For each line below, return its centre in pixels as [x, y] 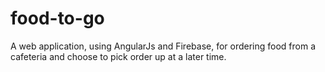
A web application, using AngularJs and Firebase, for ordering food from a [163, 46]
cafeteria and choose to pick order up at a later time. [118, 56]
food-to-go [57, 18]
